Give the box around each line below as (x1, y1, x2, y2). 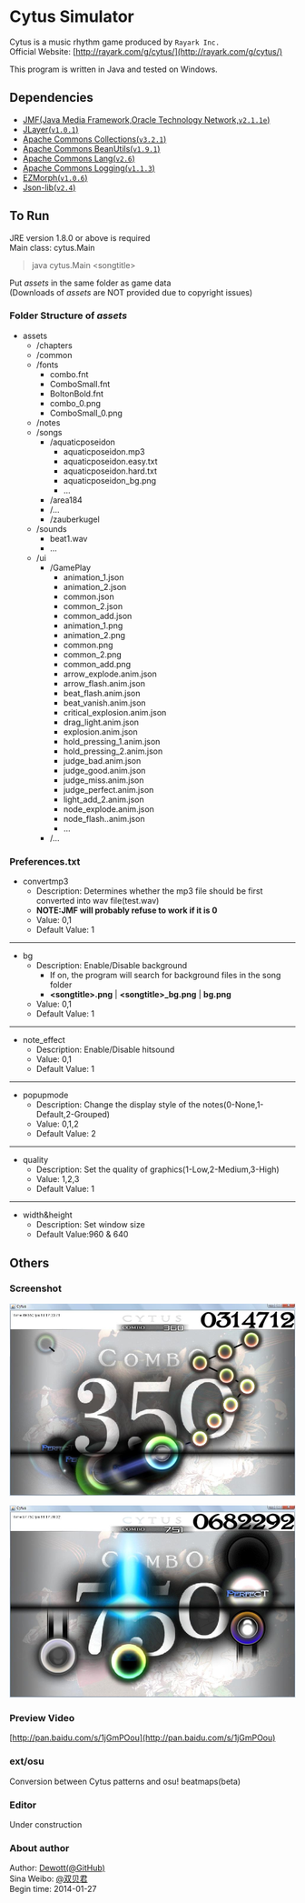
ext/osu (9, 1755, 44, 1768)
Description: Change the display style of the (35, 1099, 202, 1110)
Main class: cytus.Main (9, 242, 95, 253)
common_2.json (63, 600, 123, 611)
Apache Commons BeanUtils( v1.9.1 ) (22, 143, 161, 154)
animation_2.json (63, 581, 127, 592)
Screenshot (9, 1282, 62, 1295)
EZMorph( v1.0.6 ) (22, 172, 88, 183)
